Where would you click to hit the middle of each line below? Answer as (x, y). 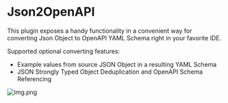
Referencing (34, 78)
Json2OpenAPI (51, 12)
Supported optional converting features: (64, 51)
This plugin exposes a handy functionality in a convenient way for (100, 31)
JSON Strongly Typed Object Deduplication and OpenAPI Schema (110, 72)
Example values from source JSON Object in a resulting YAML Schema (117, 64)
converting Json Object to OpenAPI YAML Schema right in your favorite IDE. (114, 38)
